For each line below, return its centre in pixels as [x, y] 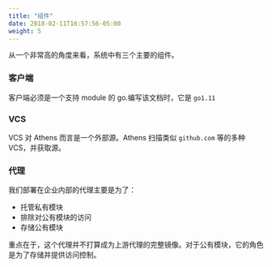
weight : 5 [25, 31]
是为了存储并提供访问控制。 [55, 255]
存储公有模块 [41, 227]
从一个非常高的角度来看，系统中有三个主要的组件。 [93, 55]
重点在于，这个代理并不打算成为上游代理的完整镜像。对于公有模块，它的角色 [136, 245]
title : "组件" [31, 16]
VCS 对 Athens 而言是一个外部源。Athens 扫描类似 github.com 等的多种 [127, 137]
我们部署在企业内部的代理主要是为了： [72, 190]
